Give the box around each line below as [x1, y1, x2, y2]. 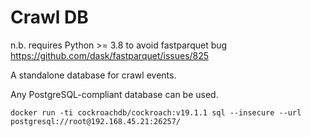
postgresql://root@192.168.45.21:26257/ [10, 116, 182, 126]
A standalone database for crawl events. [10, 69, 177, 81]
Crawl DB [10, 6, 89, 29]
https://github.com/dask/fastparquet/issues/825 [10, 49, 210, 61]
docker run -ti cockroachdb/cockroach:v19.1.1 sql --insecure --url [10, 107, 302, 118]
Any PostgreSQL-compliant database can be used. [10, 88, 219, 100]
